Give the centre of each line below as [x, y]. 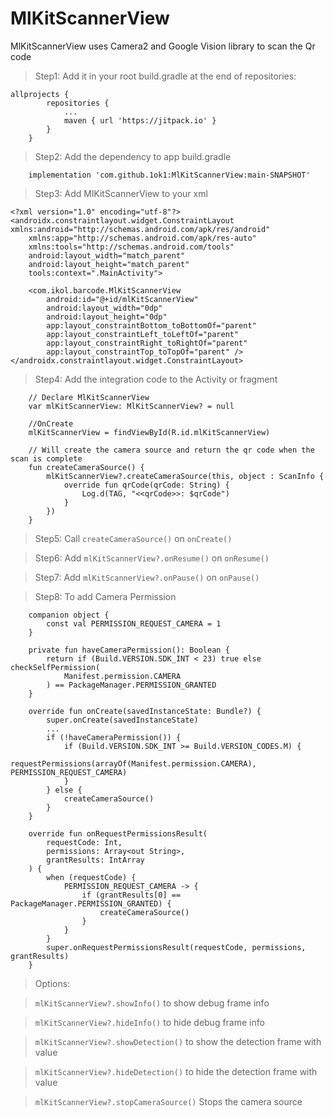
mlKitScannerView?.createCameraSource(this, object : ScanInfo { [185, 476]
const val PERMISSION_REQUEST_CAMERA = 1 [134, 623]
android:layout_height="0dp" [107, 317]
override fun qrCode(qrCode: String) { [146, 485]
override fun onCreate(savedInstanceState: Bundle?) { [145, 711]
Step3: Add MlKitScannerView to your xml [121, 193]
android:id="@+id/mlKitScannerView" [122, 299]
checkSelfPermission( [55, 667]
